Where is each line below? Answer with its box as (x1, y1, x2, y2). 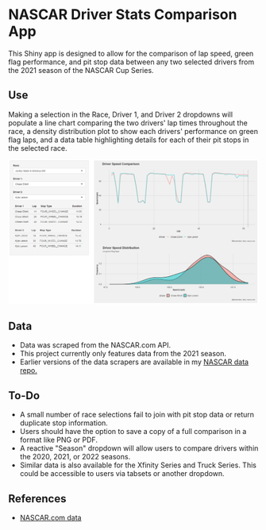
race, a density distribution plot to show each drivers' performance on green (8, 126, 259, 136)
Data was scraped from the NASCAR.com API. (19, 340, 172, 350)
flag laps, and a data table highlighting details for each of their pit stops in (8, 135, 249, 144)
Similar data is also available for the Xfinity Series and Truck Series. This (19, 460, 256, 470)
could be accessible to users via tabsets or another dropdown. (19, 469, 225, 478)
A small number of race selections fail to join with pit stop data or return (19, 410, 255, 420)
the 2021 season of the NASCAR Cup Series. (8, 65, 154, 75)
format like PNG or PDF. (19, 435, 98, 445)
